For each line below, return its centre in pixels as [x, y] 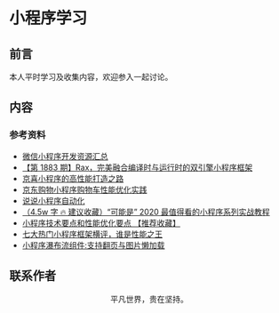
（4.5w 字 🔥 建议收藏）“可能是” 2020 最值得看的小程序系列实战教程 [146, 212]
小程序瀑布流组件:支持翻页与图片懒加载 [93, 245]
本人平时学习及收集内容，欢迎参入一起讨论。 [91, 77]
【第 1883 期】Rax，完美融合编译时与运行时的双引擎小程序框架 [137, 167]
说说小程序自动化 [53, 200]
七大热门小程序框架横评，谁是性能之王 [92, 234]
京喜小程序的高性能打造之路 [73, 178]
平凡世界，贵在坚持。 [149, 299]
